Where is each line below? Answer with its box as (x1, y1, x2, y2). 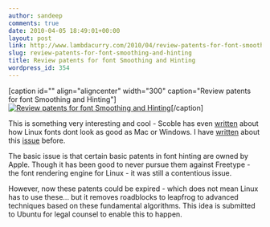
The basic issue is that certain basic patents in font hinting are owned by (8, 151, 249, 160)
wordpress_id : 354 (8, 64, 70, 72)
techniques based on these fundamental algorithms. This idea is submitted (8, 201, 256, 210)
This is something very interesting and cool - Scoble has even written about (8, 118, 259, 128)
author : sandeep (8, 11, 63, 20)
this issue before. (8, 136, 66, 145)
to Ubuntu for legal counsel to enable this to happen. (8, 209, 182, 219)
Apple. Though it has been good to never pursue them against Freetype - (8, 160, 251, 169)
